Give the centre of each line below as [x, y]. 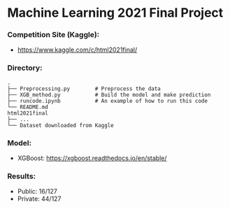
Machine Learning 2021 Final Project [115, 13]
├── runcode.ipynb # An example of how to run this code [108, 101]
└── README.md [28, 107]
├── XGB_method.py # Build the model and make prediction [109, 95]
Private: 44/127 [39, 199]
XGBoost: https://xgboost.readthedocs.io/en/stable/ [92, 158]
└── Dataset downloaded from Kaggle [60, 125]
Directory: [25, 68]
